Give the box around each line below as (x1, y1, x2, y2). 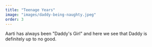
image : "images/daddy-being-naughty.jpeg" (5, 12, 96, 17)
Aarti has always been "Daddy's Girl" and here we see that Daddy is (5, 31, 147, 37)
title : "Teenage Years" (5, 7, 56, 13)
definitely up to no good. (5, 36, 57, 42)
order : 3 (5, 17, 24, 22)
